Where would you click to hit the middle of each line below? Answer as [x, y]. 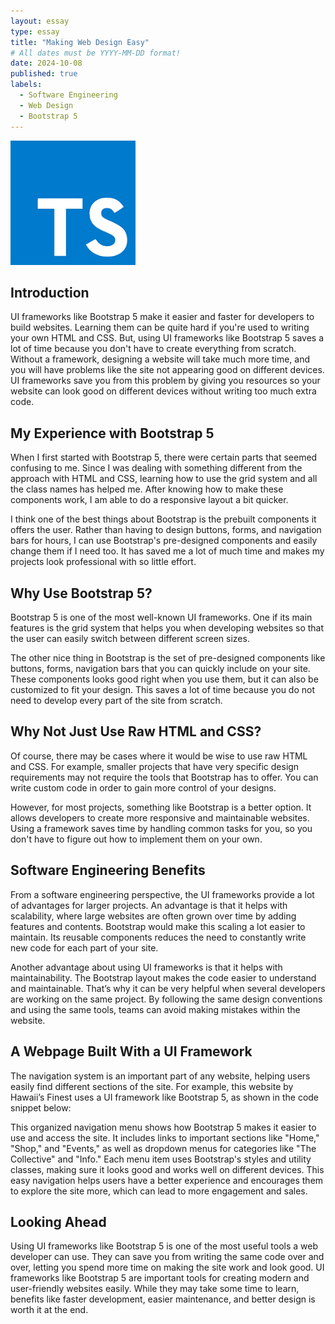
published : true [44, 74]
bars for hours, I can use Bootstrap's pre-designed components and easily [164, 541]
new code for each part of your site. [84, 947]
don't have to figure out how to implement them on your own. [136, 839]
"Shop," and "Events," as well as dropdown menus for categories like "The [163, 1148]
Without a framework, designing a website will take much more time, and [160, 359]
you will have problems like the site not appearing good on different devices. [167, 370]
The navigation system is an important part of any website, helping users [160, 1076]
